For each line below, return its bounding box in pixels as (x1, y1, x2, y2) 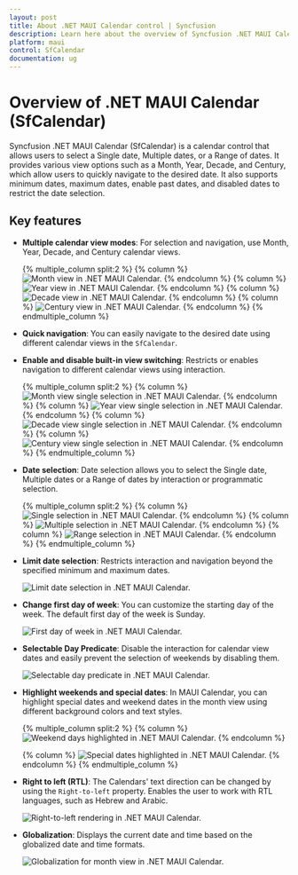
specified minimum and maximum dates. (21, 564, 170, 575)
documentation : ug (9, 54, 77, 63)
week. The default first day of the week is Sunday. (21, 609, 206, 619)
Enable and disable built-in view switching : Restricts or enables (21, 354, 259, 365)
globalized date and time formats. (21, 839, 145, 849)
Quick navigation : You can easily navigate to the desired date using (21, 327, 271, 338)
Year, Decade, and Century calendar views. (21, 246, 181, 257)
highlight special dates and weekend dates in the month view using (21, 696, 268, 706)
